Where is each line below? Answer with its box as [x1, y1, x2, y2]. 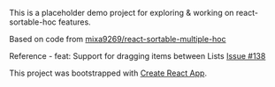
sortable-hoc [9, 17, 57, 27]
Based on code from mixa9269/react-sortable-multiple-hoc [9, 34, 226, 44]
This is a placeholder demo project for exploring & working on [9, 8, 234, 18]
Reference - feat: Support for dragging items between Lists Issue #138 [9, 51, 266, 61]
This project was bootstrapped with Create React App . [9, 68, 208, 78]
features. [57, 17, 91, 27]
